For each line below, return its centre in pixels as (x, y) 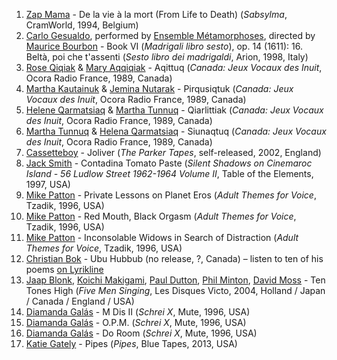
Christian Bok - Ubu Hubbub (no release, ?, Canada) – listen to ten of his (174, 258)
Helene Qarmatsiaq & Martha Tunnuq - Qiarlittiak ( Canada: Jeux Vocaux (174, 110)
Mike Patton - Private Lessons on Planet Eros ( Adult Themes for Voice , (171, 195)
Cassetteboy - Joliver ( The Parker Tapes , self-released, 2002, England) (173, 152)
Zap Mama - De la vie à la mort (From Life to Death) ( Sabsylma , (156, 14)
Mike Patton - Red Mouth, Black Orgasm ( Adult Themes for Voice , (161, 216)
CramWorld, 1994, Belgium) (82, 25)
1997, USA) (48, 184)
